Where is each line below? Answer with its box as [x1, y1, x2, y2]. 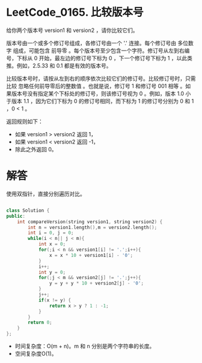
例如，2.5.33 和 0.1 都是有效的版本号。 [16, 62, 112, 69]
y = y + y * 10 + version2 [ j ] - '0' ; [49, 280, 144, 286]
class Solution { [6, 207, 50, 213]
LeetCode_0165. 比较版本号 [6, 5, 144, 19]
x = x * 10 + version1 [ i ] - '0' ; [49, 252, 133, 258]
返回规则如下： [6, 118, 43, 125]
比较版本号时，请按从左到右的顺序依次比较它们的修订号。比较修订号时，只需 [6, 75, 196, 82]
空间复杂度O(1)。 [14, 350, 57, 357]
